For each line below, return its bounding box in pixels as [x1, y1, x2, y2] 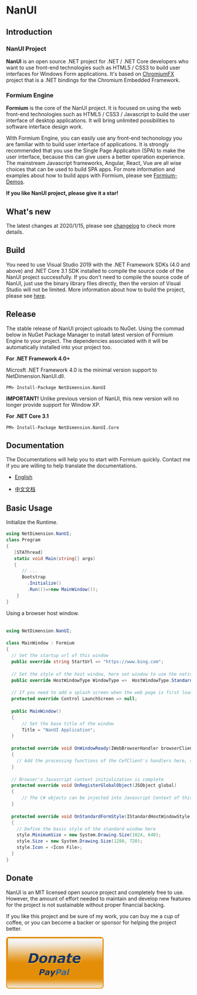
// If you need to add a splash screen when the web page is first [11, 690, 180, 696]
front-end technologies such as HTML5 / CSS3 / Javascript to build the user [6, 111, 190, 118]
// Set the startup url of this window [11, 653, 109, 659]
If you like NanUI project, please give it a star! [6, 190, 118, 197]
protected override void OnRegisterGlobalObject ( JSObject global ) [11, 782, 177, 788]
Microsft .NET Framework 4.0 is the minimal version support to [6, 366, 157, 373]
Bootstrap [21, 574, 46, 580]
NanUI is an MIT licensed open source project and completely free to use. [6, 889, 185, 896]
